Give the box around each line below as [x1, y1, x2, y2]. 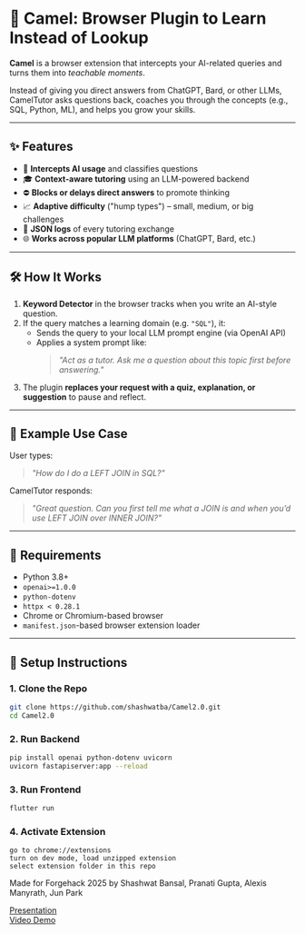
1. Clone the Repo [9, 681, 88, 694]
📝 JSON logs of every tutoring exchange [22, 223, 175, 234]
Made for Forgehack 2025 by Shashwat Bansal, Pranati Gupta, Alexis [9, 878, 268, 889]
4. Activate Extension [9, 825, 106, 838]
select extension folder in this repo [9, 862, 156, 871]
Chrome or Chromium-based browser [22, 611, 163, 621]
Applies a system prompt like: [35, 336, 147, 348]
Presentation [9, 905, 57, 916]
